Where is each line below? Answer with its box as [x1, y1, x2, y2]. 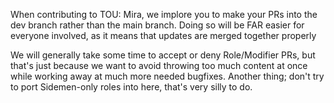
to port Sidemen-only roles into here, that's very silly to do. [10, 81, 253, 93]
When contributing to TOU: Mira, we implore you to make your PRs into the [10, 9, 318, 20]
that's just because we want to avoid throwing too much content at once [10, 60, 308, 71]
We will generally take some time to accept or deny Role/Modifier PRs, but [10, 49, 316, 61]
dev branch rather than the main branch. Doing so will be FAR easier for [10, 19, 305, 31]
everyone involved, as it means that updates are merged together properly [10, 30, 317, 41]
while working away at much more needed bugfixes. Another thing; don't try [10, 70, 325, 82]
